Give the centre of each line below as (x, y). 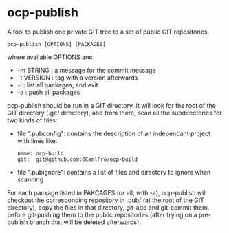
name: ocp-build (40, 153)
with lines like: (37, 141)
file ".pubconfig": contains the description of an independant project (114, 133)
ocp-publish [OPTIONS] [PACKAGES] (57, 44)
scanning (30, 179)
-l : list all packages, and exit (57, 85)
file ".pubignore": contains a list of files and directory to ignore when (114, 172)
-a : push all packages (48, 92)
